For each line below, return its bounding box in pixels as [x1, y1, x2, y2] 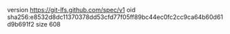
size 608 [35, 20, 61, 28]
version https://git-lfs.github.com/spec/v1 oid [7, 6, 136, 14]
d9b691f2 [7, 20, 35, 28]
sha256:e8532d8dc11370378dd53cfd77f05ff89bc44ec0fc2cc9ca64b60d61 [7, 13, 223, 21]
